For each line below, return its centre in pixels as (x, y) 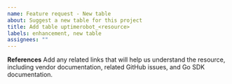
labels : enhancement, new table (54, 33)
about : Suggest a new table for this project (75, 20)
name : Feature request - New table (59, 14)
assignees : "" (28, 40)
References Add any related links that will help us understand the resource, (116, 59)
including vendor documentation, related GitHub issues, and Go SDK (106, 67)
